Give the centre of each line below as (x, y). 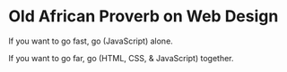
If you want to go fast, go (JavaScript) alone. (91, 41)
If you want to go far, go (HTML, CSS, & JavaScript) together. (121, 58)
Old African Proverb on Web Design (143, 16)
